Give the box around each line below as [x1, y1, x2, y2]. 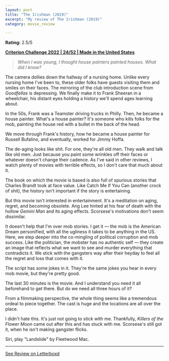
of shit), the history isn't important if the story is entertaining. [5, 188, 132, 194]
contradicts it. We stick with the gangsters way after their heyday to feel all [5, 250, 160, 256]
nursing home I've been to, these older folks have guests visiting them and [5, 79, 160, 85]
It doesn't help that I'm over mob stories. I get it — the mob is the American [5, 223, 161, 229]
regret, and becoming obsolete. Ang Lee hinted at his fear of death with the [5, 203, 161, 209]
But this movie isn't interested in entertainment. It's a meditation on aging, [5, 198, 158, 204]
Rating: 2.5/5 [5, 40, 33, 46]
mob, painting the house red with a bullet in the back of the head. [5, 121, 141, 127]
